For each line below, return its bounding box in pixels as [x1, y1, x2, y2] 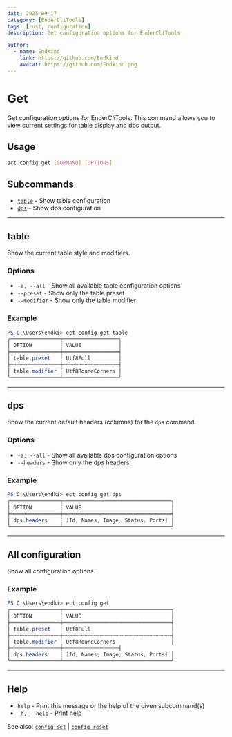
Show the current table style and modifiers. [7, 249, 130, 257]
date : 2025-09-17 [7, 10, 57, 17]
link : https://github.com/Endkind [19, 55, 119, 62]
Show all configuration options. [7, 567, 96, 576]
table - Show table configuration [17, 197, 111, 205]
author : [7, 42, 30, 49]
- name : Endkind [13, 48, 60, 55]
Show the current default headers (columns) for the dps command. [7, 418, 197, 426]
